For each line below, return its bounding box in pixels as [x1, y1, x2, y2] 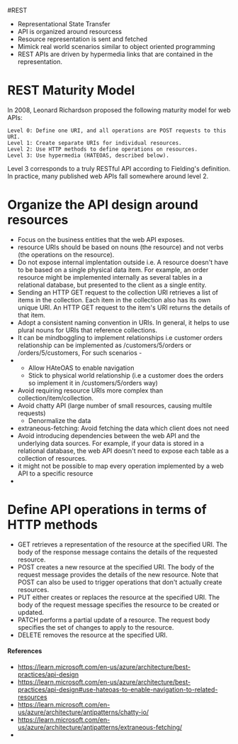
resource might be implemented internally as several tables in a [17, 273, 203, 281]
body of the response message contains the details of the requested [17, 547, 218, 556]
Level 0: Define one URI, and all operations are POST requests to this [7, 127, 227, 134]
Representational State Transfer [17, 20, 110, 28]
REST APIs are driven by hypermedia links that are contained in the [17, 50, 214, 58]
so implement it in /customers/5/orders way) [28, 378, 158, 387]
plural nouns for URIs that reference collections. [17, 326, 158, 334]
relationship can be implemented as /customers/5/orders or [17, 341, 192, 349]
